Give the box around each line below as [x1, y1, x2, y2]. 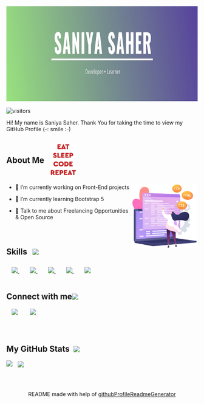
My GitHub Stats [6, 344, 70, 354]
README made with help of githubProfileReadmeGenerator [28, 390, 176, 397]
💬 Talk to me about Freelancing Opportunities [15, 207, 129, 214]
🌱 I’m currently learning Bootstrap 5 [15, 195, 104, 202]
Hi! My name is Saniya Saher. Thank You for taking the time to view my [6, 119, 183, 126]
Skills [6, 247, 27, 257]
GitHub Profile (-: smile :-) [6, 126, 71, 132]
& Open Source [15, 213, 53, 221]
